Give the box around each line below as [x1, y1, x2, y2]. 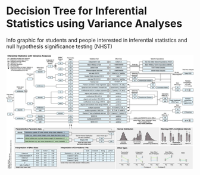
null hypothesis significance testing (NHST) [6, 43, 113, 50]
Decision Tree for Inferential [6, 4, 148, 18]
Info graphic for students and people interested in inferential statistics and [6, 36, 187, 43]
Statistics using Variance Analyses [6, 17, 183, 30]
